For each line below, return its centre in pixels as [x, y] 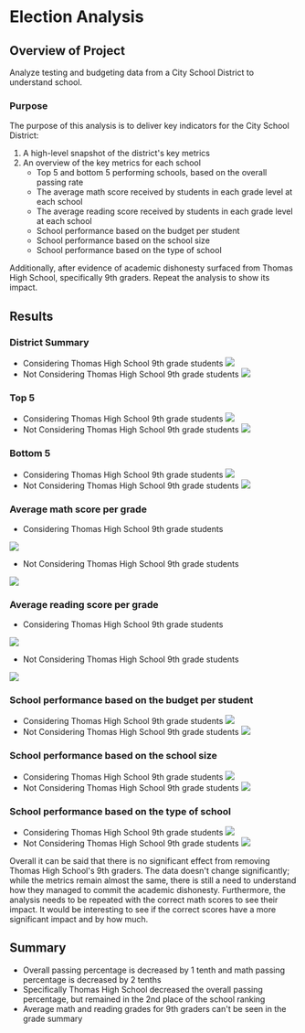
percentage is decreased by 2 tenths [92, 979]
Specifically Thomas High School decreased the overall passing [142, 989]
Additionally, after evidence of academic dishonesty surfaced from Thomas [152, 268]
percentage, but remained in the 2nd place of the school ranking [144, 999]
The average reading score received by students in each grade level [165, 211]
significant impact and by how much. [79, 920]
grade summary [53, 1018]
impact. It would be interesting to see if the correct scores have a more [143, 910]
